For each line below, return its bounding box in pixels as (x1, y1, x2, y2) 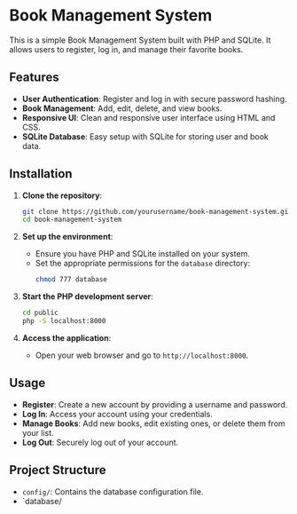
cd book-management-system (21, 215, 122, 225)
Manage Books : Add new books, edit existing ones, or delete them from (21, 418, 285, 429)
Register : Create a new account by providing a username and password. (21, 399, 288, 409)
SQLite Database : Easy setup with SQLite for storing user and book (21, 130, 269, 142)
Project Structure (9, 463, 106, 478)
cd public (21, 308, 59, 318)
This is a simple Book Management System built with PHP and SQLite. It (9, 35, 271, 45)
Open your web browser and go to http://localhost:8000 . (35, 350, 249, 360)
